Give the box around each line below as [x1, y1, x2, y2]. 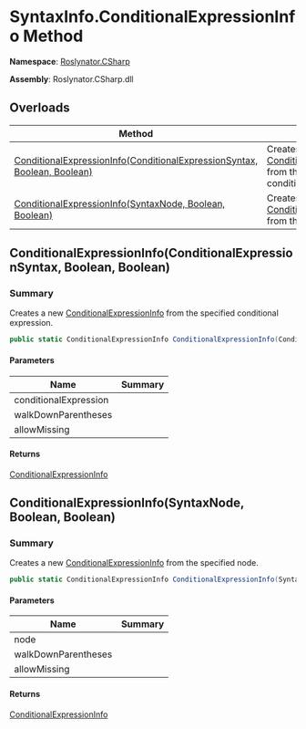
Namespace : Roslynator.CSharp [9, 56, 130, 67]
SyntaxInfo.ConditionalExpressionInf [9, 6, 296, 27]
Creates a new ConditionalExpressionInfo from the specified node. [9, 557, 260, 568]
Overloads [9, 100, 70, 116]
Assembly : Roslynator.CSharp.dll [9, 73, 134, 84]
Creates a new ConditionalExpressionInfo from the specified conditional [9, 307, 280, 318]
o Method [9, 26, 84, 47]
